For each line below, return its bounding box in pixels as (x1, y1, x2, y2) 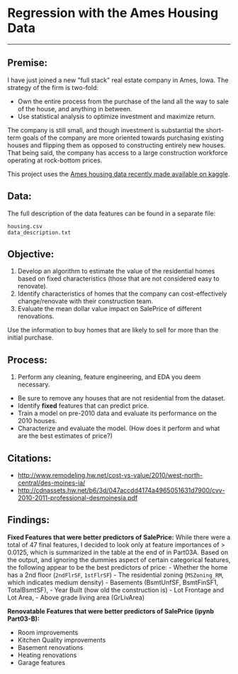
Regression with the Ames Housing (7, 5, 219, 21)
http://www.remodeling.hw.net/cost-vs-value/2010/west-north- (17, 471, 203, 479)
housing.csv (7, 223, 42, 230)
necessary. (17, 381, 50, 389)
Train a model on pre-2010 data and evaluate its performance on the (17, 409, 217, 417)
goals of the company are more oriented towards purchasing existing (22, 133, 225, 142)
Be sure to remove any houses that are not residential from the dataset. (17, 394, 225, 403)
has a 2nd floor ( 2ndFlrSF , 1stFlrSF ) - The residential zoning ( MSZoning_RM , (7, 571, 225, 579)
